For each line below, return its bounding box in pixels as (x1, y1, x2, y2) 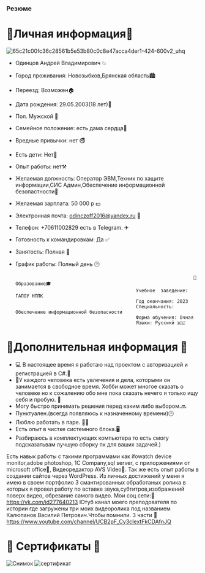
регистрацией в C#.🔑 (15, 370, 71, 377)
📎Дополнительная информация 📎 (6, 340, 188, 354)
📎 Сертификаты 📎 (6, 539, 101, 553)
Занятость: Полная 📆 (15, 248, 70, 255)
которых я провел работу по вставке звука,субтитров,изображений (6, 485, 185, 493)
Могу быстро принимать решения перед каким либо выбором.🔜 (15, 402, 187, 410)
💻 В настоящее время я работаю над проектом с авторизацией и (15, 361, 188, 368)
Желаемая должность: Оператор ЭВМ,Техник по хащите (15, 174, 164, 182)
